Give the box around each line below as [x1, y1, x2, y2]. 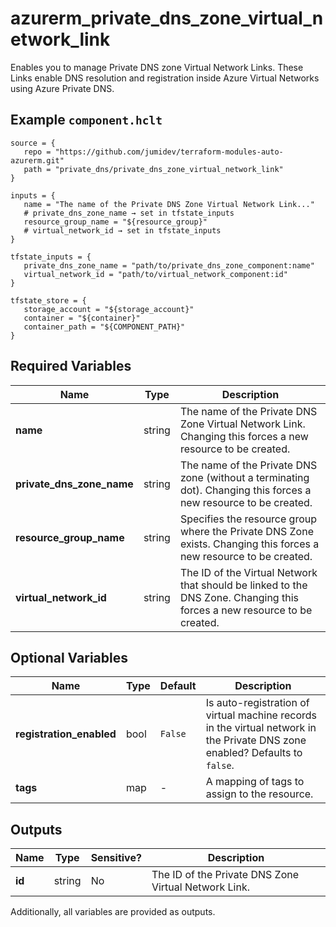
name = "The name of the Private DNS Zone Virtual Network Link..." [23, 199, 315, 209]
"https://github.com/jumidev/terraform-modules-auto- [54, 147, 284, 157]
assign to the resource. [205, 787, 314, 801]
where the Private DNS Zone [179, 524, 314, 538]
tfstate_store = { [10, 295, 87, 306]
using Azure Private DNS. [10, 82, 115, 94]
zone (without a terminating [179, 470, 310, 484]
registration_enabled [15, 727, 117, 741]
